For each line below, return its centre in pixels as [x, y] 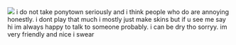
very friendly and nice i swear [51, 34]
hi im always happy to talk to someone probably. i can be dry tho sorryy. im [117, 27]
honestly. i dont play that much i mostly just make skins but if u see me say [117, 19]
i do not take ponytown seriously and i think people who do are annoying [123, 12]
